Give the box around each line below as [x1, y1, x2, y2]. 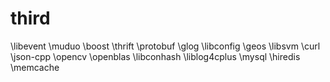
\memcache [10, 61, 60, 73]
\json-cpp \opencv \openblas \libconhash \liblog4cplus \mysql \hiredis [10, 50, 301, 62]
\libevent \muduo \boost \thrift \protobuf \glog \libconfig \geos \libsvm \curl [10, 40, 321, 52]
